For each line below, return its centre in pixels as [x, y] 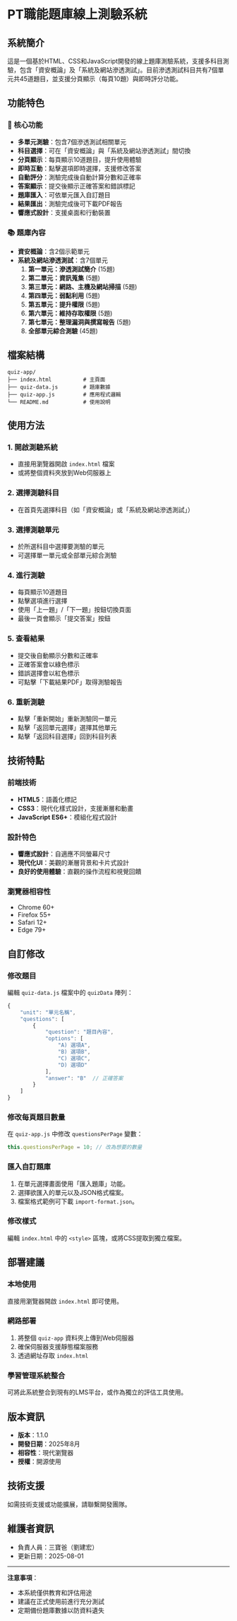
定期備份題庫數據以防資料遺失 [61, 1610]
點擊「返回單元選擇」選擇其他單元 [67, 727]
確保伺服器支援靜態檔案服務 [58, 1346]
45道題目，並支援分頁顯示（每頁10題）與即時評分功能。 [101, 79]
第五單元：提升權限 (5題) [64, 304]
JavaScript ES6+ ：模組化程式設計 [67, 817]
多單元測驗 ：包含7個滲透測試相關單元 [72, 141]
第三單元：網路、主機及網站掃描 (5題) [83, 286]
